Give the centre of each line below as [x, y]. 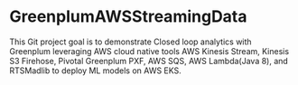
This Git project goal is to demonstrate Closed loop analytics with [130, 42]
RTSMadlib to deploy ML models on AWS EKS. [96, 71]
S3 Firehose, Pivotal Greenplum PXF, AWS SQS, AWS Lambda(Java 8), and [149, 61]
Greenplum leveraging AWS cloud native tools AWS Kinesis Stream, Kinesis [149, 51]
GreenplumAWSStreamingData [128, 17]
